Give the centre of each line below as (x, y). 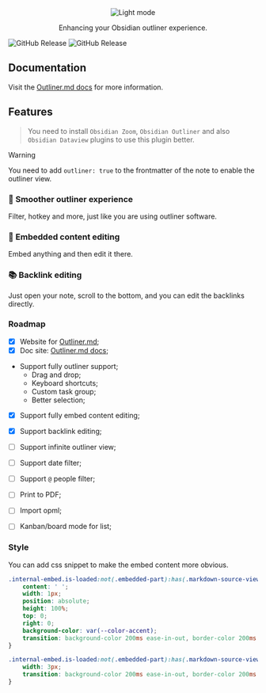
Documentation (47, 68)
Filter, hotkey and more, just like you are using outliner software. (113, 216)
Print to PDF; (40, 495)
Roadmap (27, 324)
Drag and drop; (56, 375)
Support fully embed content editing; (80, 415)
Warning (22, 154)
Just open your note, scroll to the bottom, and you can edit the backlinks (127, 295)
